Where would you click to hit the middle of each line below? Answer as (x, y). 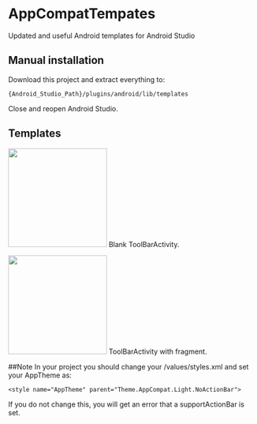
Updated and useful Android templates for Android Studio (102, 36)
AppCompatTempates (82, 14)
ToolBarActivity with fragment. (158, 351)
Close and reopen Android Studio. (63, 108)
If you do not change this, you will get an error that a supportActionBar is (126, 404)
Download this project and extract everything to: (87, 79)
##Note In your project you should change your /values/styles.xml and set (128, 366)
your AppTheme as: (40, 375)
